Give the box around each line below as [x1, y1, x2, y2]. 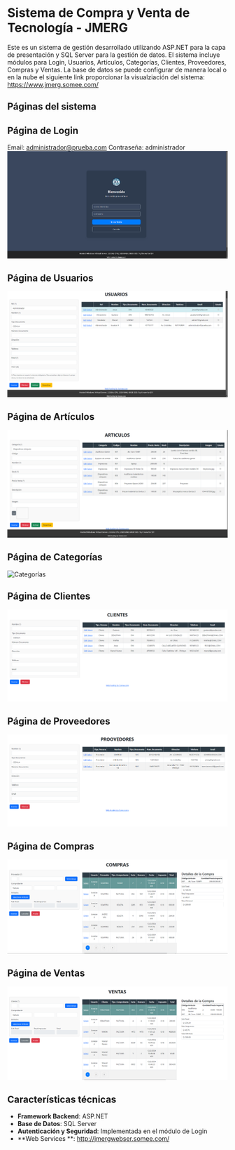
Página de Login [7, 124, 79, 136]
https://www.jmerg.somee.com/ [7, 80, 99, 88]
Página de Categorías [7, 551, 103, 563]
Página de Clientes [7, 590, 91, 602]
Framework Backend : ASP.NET [17, 1112, 108, 1121]
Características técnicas [7, 1094, 117, 1106]
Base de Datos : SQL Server [17, 1120, 97, 1128]
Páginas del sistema [7, 100, 97, 113]
